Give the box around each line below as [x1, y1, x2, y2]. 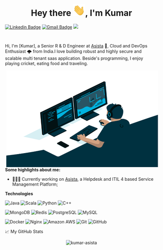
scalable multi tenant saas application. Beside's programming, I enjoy [5, 55, 144, 61]
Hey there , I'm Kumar [31, 8, 132, 18]
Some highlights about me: [5, 167, 61, 172]
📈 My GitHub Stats [5, 228, 44, 234]
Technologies [5, 190, 33, 196]
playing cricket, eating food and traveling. [5, 60, 88, 66]
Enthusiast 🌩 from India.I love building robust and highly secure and [5, 48, 142, 54]
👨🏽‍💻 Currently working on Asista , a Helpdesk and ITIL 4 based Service [12, 176, 154, 182]
